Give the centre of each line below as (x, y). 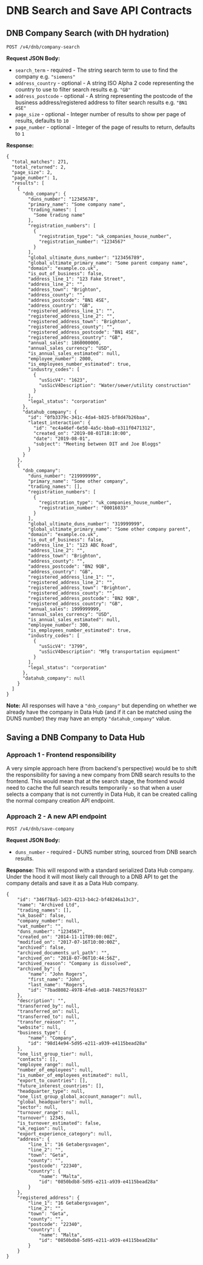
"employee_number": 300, (59, 625)
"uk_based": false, (42, 915)
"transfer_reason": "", (47, 1022)
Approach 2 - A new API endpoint (57, 816)
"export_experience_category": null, (65, 1134)
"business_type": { (42, 1033)
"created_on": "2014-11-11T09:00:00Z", (68, 937)
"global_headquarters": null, (55, 1102)
